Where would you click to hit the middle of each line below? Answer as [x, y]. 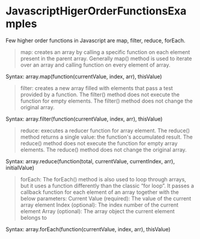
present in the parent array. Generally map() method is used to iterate [106, 58]
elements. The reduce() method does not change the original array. [103, 150]
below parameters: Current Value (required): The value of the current [106, 198]
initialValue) [20, 168]
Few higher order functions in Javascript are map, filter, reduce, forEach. [95, 40]
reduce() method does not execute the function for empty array [99, 143]
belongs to [34, 217]
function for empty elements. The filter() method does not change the [106, 101]
